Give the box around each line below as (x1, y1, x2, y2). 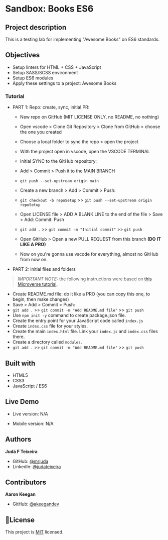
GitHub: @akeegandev (12, 501, 59, 507)
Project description (5, 23, 67, 32)
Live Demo (5, 397, 39, 406)
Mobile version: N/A (12, 420, 54, 426)
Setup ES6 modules (12, 75, 54, 81)
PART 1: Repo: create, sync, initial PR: (12, 104, 90, 111)
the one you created (20, 129, 62, 135)
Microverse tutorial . (17, 281, 58, 287)
